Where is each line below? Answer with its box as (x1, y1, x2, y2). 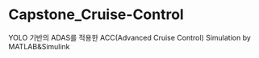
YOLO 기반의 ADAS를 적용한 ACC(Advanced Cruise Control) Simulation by (8, 33, 252, 42)
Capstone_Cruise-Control (8, 6, 184, 24)
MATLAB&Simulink (8, 41, 70, 51)
